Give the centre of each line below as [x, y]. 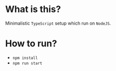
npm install [25, 58]
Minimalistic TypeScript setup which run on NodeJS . [58, 23]
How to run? [31, 44]
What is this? [33, 9]
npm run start [27, 63]
